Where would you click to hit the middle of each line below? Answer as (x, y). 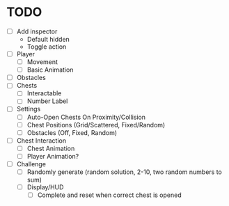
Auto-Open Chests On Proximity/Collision (86, 117)
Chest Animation (51, 148)
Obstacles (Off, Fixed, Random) (72, 132)
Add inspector (37, 31)
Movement (42, 62)
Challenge (31, 164)
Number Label (47, 101)
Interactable (44, 93)
